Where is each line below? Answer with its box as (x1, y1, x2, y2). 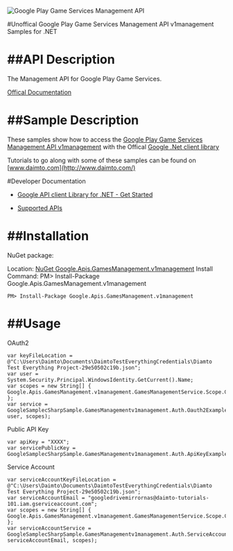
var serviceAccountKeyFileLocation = (7, 476, 116, 483)
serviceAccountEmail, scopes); (7, 536, 98, 544)
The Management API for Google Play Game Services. (7, 74, 162, 83)
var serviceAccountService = (7, 525, 92, 532)
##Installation (7, 228, 89, 244)
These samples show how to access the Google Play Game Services (7, 135, 203, 144)
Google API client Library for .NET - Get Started (17, 190, 153, 198)
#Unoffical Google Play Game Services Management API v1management (7, 20, 214, 28)
